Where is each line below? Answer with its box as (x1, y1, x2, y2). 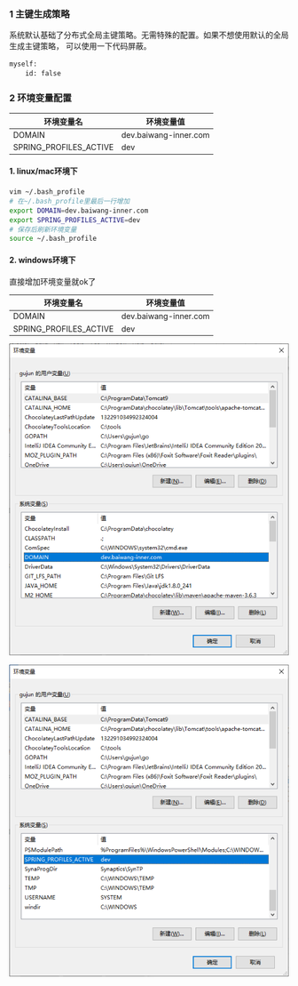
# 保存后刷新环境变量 (9, 225, 77, 234)
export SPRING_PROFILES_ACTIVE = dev (9, 215, 141, 224)
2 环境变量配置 (9, 92, 73, 104)
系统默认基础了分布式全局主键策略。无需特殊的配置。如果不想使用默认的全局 (9, 29, 289, 41)
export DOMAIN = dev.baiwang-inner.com (9, 206, 149, 215)
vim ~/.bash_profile (9, 188, 86, 196)
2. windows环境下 (9, 254, 76, 265)
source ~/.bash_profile (9, 234, 98, 244)
